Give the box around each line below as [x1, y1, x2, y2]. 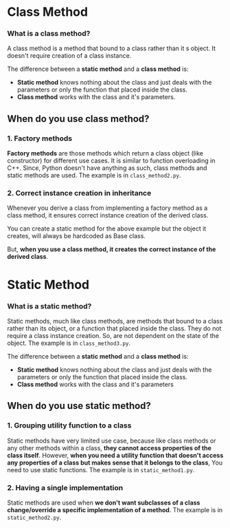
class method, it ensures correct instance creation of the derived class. [7, 211, 209, 220]
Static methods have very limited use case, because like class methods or [7, 436, 216, 445]
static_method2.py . [7, 513, 62, 521]
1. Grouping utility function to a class [7, 421, 132, 430]
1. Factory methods [7, 134, 73, 143]
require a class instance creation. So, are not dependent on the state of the [7, 331, 220, 339]
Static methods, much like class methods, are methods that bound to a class [7, 317, 223, 325]
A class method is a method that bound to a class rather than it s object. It [7, 44, 216, 52]
